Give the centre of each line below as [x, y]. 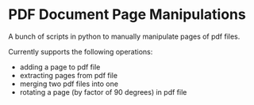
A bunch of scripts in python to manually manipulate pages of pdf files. [124, 36]
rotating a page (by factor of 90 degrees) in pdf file [103, 92]
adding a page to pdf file [60, 67]
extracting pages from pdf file [68, 75]
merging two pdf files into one [69, 84]
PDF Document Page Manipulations [127, 15]
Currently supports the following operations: [81, 51]
